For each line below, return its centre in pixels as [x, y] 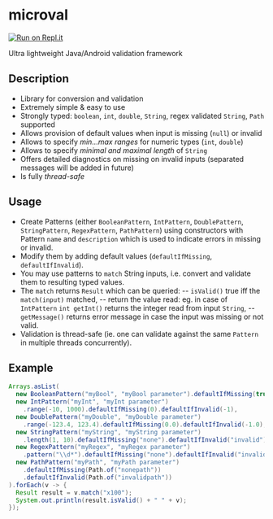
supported [37, 124]
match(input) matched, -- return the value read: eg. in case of [124, 299]
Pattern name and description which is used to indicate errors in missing [141, 238]
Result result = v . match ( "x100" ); [74, 493]
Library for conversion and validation [82, 98]
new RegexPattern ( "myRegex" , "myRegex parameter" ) [103, 447]
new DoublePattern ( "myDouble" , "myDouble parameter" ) [108, 417]
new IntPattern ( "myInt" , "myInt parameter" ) [92, 402]
